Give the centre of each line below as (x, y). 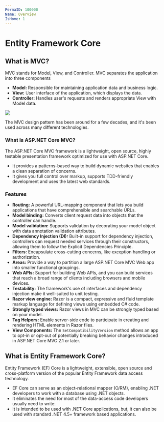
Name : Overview (21, 14)
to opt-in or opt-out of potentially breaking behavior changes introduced (85, 335)
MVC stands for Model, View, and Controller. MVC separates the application (82, 73)
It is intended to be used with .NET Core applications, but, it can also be (84, 409)
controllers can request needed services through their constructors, (81, 241)
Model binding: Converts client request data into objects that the (78, 215)
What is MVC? (27, 61)
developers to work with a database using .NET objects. (69, 393)
